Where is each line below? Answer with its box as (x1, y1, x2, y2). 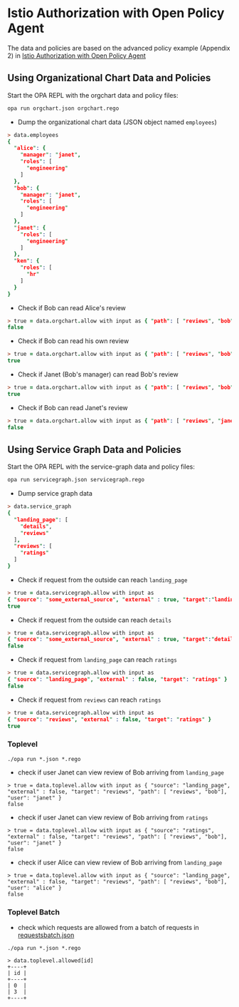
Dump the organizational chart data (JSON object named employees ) (17, 118, 217, 126)
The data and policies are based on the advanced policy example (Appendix (7, 44, 230, 52)
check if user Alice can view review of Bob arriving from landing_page (17, 858, 223, 867)
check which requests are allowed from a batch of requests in (17, 924, 199, 932)
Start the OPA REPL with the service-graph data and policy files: (7, 462, 196, 471)
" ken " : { (14, 257, 40, 265)
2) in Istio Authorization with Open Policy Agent (7, 51, 146, 60)
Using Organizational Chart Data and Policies (7, 72, 211, 84)
